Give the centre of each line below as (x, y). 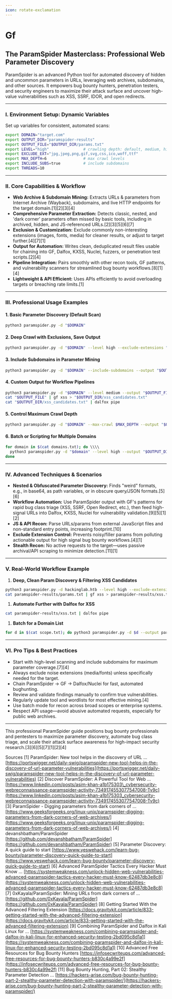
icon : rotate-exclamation (33, 10)
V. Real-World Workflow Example (47, 569)
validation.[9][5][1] (147, 513)
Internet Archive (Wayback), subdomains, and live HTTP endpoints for (87, 203)
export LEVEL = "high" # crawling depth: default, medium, (83, 149)
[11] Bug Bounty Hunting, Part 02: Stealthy (102, 969)
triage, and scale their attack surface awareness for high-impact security (82, 742)
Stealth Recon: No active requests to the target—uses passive (79, 545)
